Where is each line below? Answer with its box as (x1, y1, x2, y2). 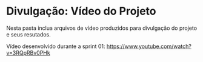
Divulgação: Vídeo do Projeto (6, 4, 156, 18)
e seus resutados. (6, 30, 52, 38)
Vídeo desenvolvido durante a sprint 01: (6, 43, 105, 50)
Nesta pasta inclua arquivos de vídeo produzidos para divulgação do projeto (6, 24, 198, 32)
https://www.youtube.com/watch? (106, 43, 192, 50)
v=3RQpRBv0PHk (6, 49, 50, 56)
